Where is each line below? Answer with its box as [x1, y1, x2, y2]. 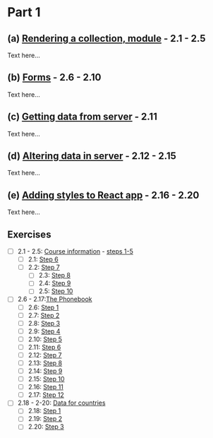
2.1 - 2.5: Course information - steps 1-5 [17, 247, 134, 256]
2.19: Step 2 [28, 415, 62, 423]
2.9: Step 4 [28, 326, 61, 336]
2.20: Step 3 [28, 422, 65, 431]
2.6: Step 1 [28, 303, 59, 312]
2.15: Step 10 [28, 375, 65, 384]
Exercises [7, 228, 51, 240]
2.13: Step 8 [28, 358, 63, 367]
